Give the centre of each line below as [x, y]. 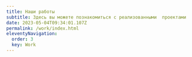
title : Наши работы [31, 12]
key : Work [24, 45]
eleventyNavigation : [32, 34]
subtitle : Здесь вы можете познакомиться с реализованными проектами [96, 17]
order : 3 [22, 39]
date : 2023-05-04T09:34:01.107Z [46, 23]
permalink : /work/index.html [43, 28]
